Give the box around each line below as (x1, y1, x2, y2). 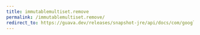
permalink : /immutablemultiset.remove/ (6, 14, 105, 20)
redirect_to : (6, 20, 39, 26)
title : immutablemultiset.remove (6, 8, 89, 15)
